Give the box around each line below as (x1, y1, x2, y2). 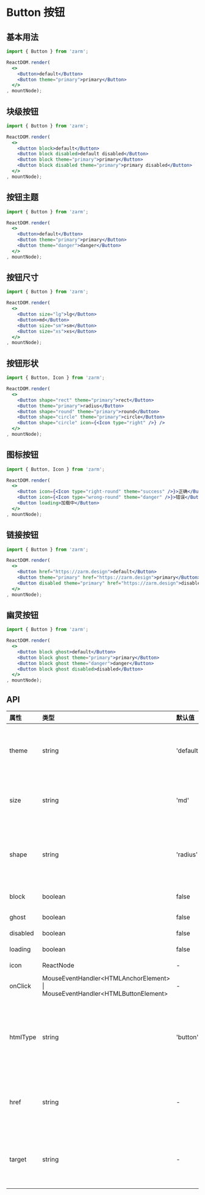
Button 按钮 (6, 6, 65, 20)
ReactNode (42, 961, 74, 969)
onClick (9, 982, 32, 990)
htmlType (9, 1033, 37, 1041)
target (9, 1155, 27, 1163)
